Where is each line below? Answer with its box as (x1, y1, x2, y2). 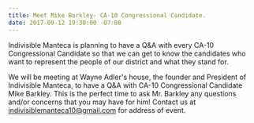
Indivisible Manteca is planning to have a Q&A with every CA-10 (8, 40, 215, 49)
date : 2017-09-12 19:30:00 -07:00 (8, 19, 122, 27)
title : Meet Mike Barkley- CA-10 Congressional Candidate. (8, 11, 207, 20)
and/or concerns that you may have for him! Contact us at (8, 97, 196, 107)
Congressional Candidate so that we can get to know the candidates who (8, 49, 246, 58)
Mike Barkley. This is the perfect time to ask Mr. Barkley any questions (8, 89, 237, 98)
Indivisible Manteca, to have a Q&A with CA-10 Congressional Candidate (8, 80, 243, 90)
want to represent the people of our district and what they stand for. (8, 56, 229, 67)
